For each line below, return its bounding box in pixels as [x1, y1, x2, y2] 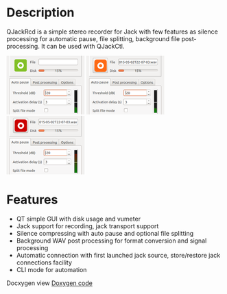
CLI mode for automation [16, 265, 87, 273]
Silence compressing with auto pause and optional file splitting [16, 229, 194, 237]
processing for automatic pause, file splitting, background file [6, 34, 180, 42]
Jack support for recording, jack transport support [16, 221, 159, 230]
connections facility [16, 258, 73, 267]
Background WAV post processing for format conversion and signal [16, 236, 207, 245]
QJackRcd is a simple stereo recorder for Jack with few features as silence [6, 27, 219, 36]
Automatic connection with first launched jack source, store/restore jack [16, 251, 221, 259]
